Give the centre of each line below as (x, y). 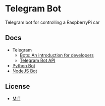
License (18, 86)
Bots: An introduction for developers (57, 55)
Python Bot (24, 65)
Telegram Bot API (37, 60)
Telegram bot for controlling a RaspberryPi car (52, 22)
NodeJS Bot (25, 71)
